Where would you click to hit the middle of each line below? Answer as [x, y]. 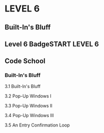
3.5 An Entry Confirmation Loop [37, 125]
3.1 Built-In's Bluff [23, 86]
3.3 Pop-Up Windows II [29, 105]
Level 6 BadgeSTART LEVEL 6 [52, 44]
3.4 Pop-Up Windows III [29, 115]
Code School [25, 61]
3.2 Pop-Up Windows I [28, 96]
